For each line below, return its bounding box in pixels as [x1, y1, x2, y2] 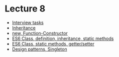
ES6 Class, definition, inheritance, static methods [12, 35, 114, 41]
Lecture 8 [5, 3, 46, 14]
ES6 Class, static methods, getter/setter [12, 40, 95, 46]
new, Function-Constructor [12, 30, 68, 36]
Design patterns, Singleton [12, 46, 67, 52]
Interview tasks [12, 19, 44, 25]
